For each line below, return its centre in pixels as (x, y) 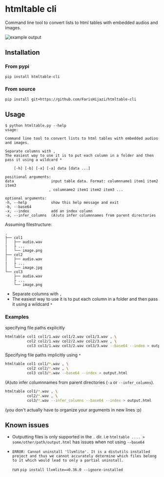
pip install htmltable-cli (32, 77)
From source (20, 89)
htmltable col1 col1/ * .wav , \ (37, 364)
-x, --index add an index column (49, 211)
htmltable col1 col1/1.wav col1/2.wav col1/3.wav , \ (61, 336)
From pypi (17, 66)
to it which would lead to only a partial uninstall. (68, 460)
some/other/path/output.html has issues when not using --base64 (78, 442)
